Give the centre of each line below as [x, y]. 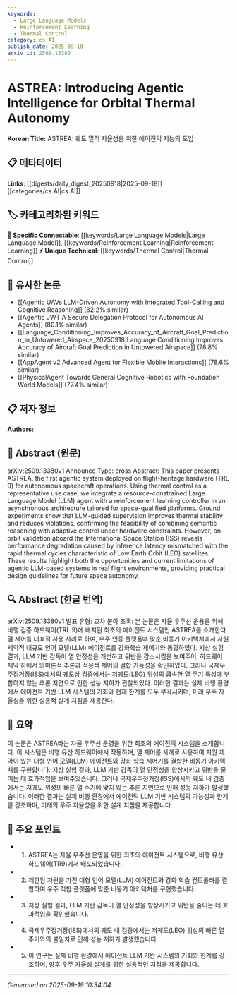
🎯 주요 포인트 [34, 829]
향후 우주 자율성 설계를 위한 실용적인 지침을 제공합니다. [124, 965]
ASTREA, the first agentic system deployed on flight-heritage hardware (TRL [118, 478]
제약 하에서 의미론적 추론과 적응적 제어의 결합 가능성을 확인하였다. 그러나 [107, 665]
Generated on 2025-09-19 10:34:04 [59, 985]
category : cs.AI [31, 40]
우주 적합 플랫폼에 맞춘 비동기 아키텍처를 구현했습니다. [121, 889]
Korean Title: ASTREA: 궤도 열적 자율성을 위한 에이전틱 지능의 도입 [101, 138]
